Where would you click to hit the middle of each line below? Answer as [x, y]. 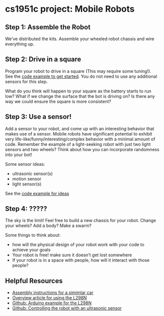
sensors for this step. [26, 81]
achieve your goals [31, 250]
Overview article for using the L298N [49, 298]
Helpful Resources [34, 281]
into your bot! [19, 155]
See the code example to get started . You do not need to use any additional [81, 76]
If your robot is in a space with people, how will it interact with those [81, 260]
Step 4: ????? [26, 209]
